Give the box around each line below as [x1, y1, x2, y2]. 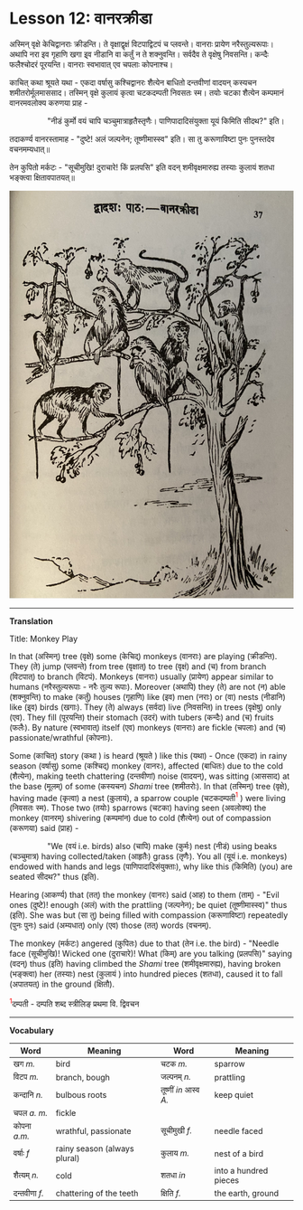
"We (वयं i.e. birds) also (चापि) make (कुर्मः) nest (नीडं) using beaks [46, 841, 278, 852]
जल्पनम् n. [161, 1072, 191, 1082]
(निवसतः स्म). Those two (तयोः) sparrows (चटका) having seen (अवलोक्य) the [9, 802, 267, 813]
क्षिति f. [161, 1187, 181, 1198]
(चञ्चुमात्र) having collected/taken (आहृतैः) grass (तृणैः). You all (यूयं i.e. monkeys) [9, 851, 288, 862]
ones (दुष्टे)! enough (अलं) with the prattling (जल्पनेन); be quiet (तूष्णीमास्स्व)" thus [9, 900, 288, 911]
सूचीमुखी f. [161, 1125, 192, 1136]
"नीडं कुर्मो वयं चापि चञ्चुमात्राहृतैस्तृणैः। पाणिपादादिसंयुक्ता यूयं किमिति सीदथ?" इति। [46, 115, 285, 126]
